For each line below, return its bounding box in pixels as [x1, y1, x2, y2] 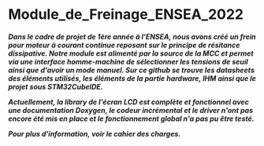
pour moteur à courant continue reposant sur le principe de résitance [8, 40, 240, 49]
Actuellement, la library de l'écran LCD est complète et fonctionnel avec [8, 97, 250, 107]
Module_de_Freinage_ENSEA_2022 [8, 5, 244, 24]
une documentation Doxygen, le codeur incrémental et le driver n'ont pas [8, 105, 254, 115]
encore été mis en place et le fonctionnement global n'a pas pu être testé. [8, 114, 255, 123]
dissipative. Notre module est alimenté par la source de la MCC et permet [8, 49, 254, 58]
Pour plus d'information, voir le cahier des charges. [8, 129, 181, 138]
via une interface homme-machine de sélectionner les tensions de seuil [8, 57, 248, 66]
